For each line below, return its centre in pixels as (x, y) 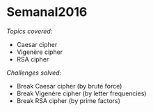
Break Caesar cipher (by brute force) (69, 86)
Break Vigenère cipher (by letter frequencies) (81, 93)
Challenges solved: (34, 73)
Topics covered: (30, 31)
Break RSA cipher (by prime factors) (69, 100)
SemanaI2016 (47, 12)
